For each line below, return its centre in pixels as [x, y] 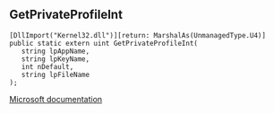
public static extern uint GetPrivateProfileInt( [104, 43]
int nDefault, [47, 66]
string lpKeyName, [56, 59]
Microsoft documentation [56, 99]
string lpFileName [56, 74]
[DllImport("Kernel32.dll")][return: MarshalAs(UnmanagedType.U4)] [138, 35]
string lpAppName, [56, 51]
